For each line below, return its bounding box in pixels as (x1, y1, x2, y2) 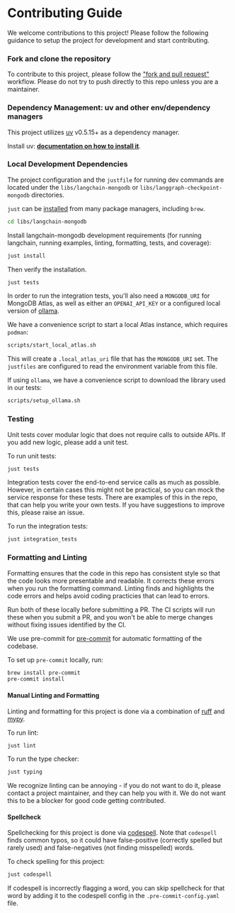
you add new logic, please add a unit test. (7, 438, 129, 446)
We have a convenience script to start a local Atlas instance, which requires (7, 320, 228, 329)
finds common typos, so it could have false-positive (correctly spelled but (7, 836, 223, 845)
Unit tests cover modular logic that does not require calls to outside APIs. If (7, 430, 226, 438)
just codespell (7, 871, 52, 878)
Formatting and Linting (7, 553, 87, 563)
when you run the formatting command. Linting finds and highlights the (7, 584, 214, 593)
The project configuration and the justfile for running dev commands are (7, 175, 224, 184)
